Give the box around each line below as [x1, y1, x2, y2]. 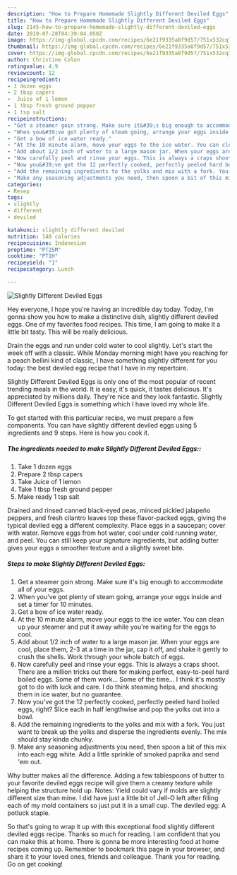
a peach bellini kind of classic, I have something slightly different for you [7, 356, 217, 364]
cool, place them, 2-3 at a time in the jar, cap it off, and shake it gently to [17, 645, 229, 653]
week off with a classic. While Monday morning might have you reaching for [7, 349, 229, 357]
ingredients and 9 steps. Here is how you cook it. [7, 428, 150, 437]
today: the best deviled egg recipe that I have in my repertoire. [7, 363, 188, 372]
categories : [7, 181, 42, 188]
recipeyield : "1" [7, 259, 59, 267]
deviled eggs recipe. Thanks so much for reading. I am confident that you [7, 830, 221, 838]
